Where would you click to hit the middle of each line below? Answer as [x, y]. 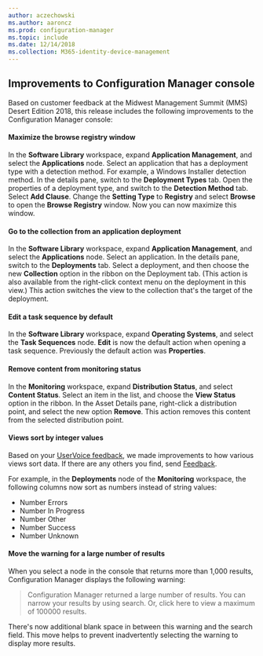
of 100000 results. [57, 612]
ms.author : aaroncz [40, 23]
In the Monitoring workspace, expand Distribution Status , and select [121, 387]
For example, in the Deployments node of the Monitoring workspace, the [127, 478]
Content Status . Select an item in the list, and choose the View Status [122, 394]
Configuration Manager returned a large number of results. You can [136, 595]
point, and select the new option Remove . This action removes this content [130, 411]
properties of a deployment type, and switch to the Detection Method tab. [128, 189]
